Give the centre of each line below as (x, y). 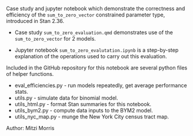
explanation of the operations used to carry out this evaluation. (91, 56)
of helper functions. (30, 74)
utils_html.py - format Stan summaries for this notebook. (83, 104)
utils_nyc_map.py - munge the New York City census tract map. (92, 117)
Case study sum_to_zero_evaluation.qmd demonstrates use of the (94, 32)
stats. (21, 92)
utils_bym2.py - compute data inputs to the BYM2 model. (84, 110)
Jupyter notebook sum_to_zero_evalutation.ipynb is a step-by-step (96, 50)
